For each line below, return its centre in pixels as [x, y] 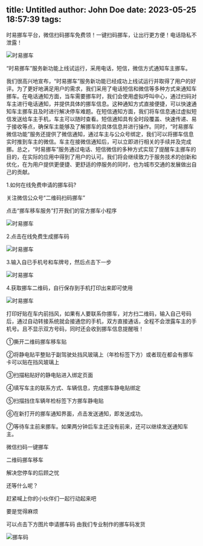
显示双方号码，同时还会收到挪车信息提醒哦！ [88, 328]
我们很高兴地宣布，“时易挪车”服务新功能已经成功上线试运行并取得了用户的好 [101, 81]
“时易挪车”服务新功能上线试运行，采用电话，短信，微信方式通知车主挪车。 [99, 68]
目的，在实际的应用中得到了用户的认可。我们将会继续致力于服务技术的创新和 [101, 156]
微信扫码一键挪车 [27, 447]
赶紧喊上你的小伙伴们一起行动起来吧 [51, 498]
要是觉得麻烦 [22, 511]
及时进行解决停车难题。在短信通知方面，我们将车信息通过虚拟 [114, 111]
